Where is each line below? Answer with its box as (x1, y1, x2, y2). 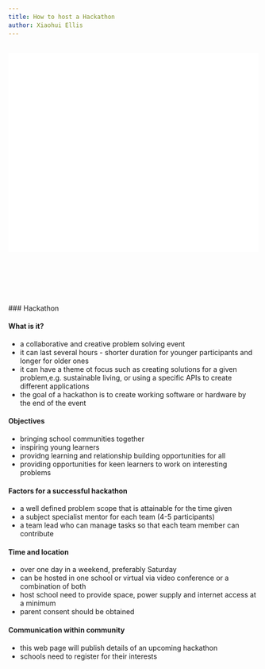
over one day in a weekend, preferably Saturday (19, 565, 177, 574)
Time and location (8, 547, 69, 556)
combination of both (19, 582, 86, 591)
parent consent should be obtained (19, 607, 135, 617)
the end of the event (19, 398, 86, 408)
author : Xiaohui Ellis (8, 21, 83, 29)
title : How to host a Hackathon (8, 13, 115, 21)
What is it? (8, 322, 44, 331)
